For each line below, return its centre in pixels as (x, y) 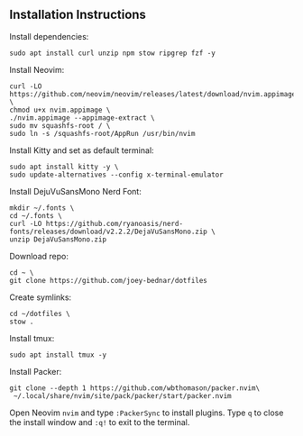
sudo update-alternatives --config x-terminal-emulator (116, 175)
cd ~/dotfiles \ (40, 313)
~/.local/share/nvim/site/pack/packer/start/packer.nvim (122, 395)
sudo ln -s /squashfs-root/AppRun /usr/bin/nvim (102, 133)
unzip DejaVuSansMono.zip (58, 239)
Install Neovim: (37, 69)
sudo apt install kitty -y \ (64, 167)
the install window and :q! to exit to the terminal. (100, 422)
